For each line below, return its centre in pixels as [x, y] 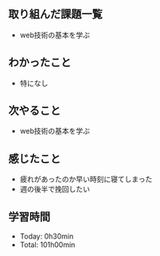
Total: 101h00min [47, 245]
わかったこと [40, 62]
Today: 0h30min [47, 236]
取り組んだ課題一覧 [55, 14]
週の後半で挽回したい [55, 189]
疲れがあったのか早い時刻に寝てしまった [86, 179]
